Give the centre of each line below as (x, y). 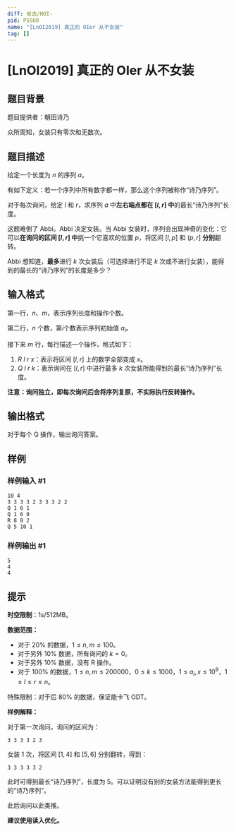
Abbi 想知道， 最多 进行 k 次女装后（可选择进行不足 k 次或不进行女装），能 (113, 261)
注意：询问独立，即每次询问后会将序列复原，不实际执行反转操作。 (103, 392)
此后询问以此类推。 (35, 805)
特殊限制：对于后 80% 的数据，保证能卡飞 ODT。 (79, 697)
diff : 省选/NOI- (30, 14)
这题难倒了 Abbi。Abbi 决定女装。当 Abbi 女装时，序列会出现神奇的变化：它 (117, 229)
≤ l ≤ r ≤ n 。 (36, 681)
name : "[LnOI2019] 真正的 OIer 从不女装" (65, 27)
